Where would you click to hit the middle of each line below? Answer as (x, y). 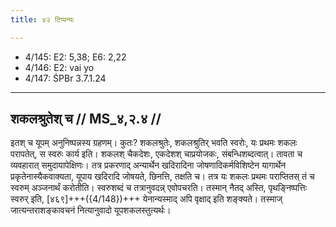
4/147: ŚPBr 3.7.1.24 (65, 78)
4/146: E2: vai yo (59, 67)
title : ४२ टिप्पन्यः (42, 19)
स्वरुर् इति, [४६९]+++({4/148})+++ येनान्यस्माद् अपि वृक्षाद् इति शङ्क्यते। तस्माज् (146, 199)
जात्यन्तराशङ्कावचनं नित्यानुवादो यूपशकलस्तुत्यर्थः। (91, 210)
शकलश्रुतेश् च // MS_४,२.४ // (86, 119)
